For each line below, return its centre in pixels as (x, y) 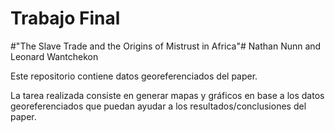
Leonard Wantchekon (54, 56)
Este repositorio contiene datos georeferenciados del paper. (134, 76)
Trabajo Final (65, 18)
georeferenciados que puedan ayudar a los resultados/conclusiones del (158, 106)
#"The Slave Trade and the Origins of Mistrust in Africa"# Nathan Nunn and (166, 46)
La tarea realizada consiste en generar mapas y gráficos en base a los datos (167, 95)
